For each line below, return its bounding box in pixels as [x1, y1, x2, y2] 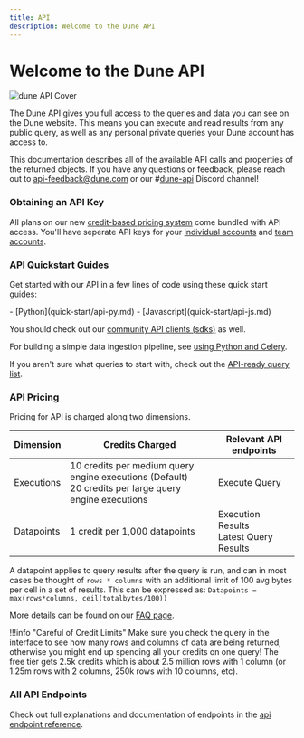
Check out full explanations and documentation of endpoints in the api [9, 709, 271, 720]
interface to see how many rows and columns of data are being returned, [9, 637, 282, 648]
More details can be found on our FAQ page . [9, 610, 175, 620]
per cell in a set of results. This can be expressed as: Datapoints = [9, 584, 257, 595]
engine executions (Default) [70, 471, 188, 484]
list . [9, 368, 23, 380]
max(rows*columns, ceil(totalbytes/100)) [9, 594, 168, 603]
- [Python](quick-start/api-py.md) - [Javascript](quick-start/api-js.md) [9, 307, 271, 317]
